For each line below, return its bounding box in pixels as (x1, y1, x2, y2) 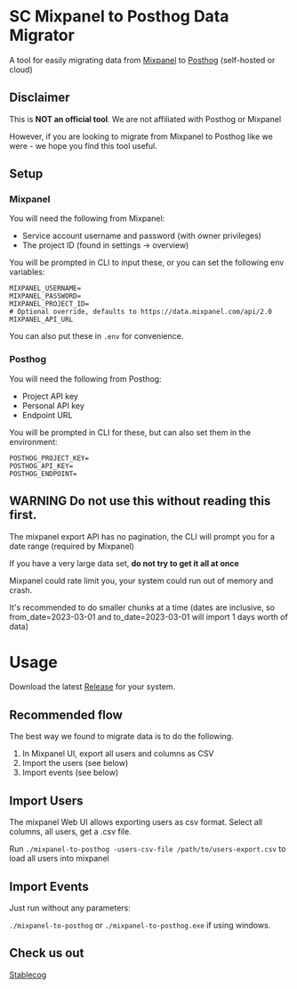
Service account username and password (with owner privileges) (21, 230, 262, 242)
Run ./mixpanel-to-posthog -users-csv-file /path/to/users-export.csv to (9, 844, 286, 854)
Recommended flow (9, 707, 123, 722)
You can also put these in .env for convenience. (9, 331, 184, 342)
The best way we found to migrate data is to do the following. (9, 731, 234, 742)
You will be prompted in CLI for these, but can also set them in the (9, 426, 252, 438)
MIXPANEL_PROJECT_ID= (9, 300, 90, 309)
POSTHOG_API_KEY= (9, 461, 74, 470)
